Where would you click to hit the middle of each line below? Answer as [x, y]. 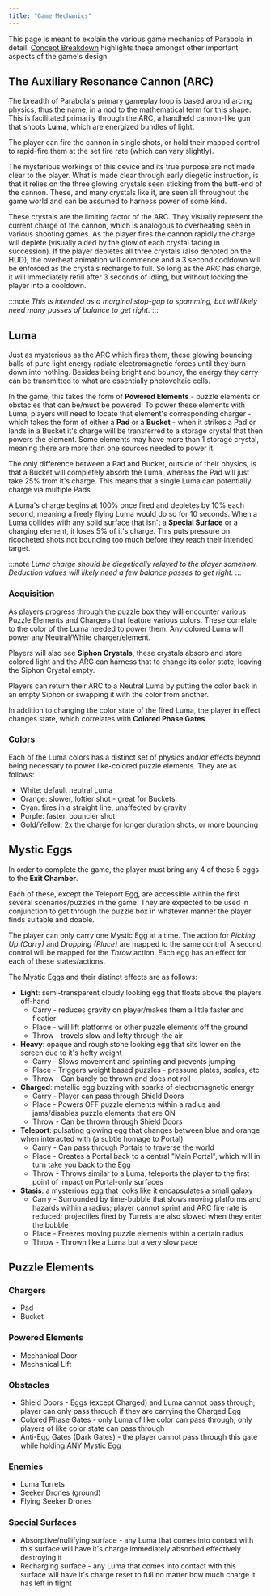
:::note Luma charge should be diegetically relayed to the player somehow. [133, 564]
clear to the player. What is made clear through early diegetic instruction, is [133, 176]
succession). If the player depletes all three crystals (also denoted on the [130, 251]
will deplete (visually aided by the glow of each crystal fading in [114, 243]
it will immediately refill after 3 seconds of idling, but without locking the [128, 277]
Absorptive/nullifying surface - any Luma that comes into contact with [137, 1540]
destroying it [41, 1557]
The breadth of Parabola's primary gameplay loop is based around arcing [131, 101]
